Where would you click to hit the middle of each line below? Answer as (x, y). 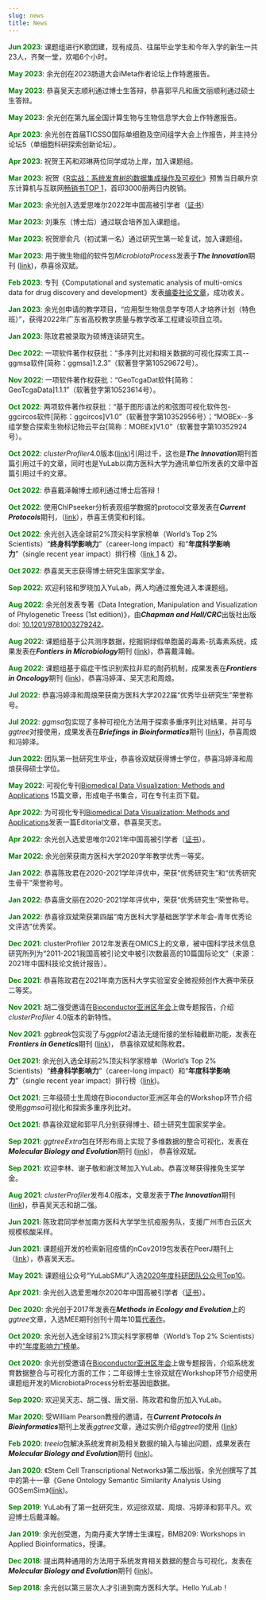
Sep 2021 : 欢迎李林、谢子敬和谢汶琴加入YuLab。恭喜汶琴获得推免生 (120, 1168)
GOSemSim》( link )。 (40, 1490)
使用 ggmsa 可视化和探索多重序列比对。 (72, 1107)
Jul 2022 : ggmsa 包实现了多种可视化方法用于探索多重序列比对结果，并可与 (130, 721)
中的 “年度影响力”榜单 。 (46, 1346)
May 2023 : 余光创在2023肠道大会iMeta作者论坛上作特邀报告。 (111, 73)
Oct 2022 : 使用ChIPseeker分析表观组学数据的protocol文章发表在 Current (127, 507)
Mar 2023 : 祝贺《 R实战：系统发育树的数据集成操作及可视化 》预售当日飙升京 (133, 178)
